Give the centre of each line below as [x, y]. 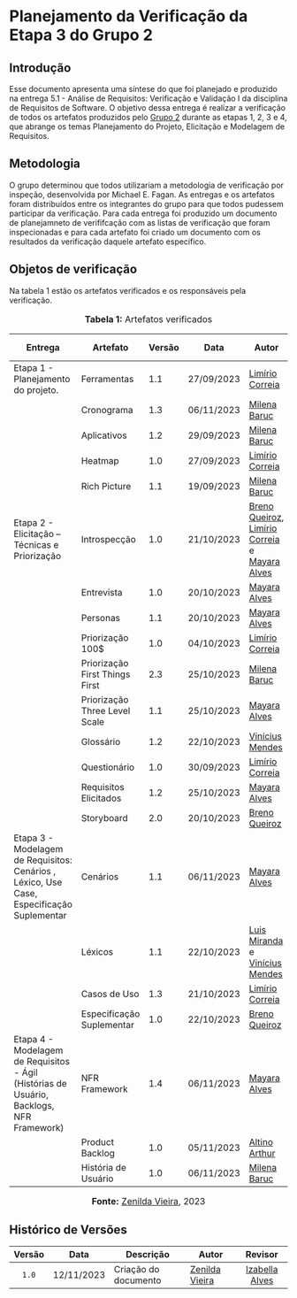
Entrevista [102, 592]
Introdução [40, 68]
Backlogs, [34, 1105]
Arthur [262, 1153]
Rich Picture [106, 486]
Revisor [262, 1255]
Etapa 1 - [34, 367]
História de [103, 1167]
